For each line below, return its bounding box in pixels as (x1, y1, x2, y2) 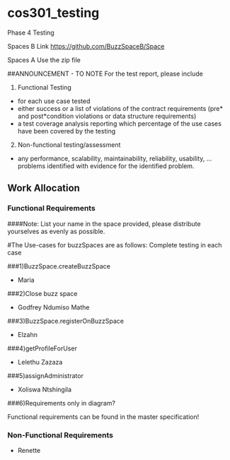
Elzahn (17, 330, 38, 338)
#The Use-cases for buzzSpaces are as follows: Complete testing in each (7, 240, 222, 249)
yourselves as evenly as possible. (7, 227, 105, 235)
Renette (17, 446, 41, 454)
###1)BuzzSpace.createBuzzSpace (7, 261, 111, 270)
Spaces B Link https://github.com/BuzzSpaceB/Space (7, 42, 165, 50)
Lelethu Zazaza (17, 358, 63, 366)
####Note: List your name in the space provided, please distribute (7, 219, 201, 228)
